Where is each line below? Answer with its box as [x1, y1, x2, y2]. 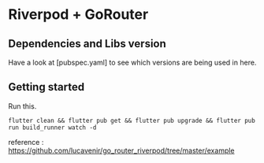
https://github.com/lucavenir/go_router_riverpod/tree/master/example [8, 146, 235, 155]
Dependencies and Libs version [8, 37, 167, 50]
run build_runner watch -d [8, 124, 97, 132]
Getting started [8, 80, 85, 94]
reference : [8, 137, 44, 146]
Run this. [8, 101, 37, 111]
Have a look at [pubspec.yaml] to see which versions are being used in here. [8, 57, 257, 67]
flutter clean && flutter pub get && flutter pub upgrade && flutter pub [8, 117, 256, 124]
